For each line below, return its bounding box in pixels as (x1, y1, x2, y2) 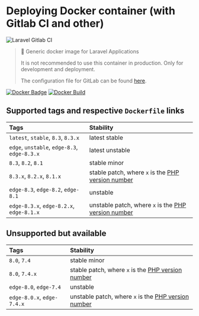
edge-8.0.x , (9, 293, 41, 301)
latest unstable (89, 146, 130, 154)
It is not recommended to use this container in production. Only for (20, 59, 184, 66)
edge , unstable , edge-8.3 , (9, 143, 78, 151)
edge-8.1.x (9, 209, 40, 216)
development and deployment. (20, 65, 96, 72)
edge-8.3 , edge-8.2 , (9, 185, 63, 193)
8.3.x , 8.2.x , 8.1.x (9, 172, 61, 180)
